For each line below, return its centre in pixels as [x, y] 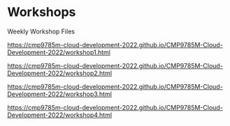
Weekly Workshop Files [41, 31]
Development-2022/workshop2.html [60, 73]
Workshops [42, 12]
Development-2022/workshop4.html [60, 115]
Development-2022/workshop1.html [59, 52]
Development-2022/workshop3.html [59, 94]
